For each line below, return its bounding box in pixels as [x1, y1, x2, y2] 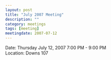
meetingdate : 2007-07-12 [5, 31, 57, 36]
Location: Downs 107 [5, 50, 49, 56]
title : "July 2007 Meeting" [5, 12, 64, 17]
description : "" [5, 17, 39, 22]
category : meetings [5, 21, 46, 27]
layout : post [5, 7, 33, 13]
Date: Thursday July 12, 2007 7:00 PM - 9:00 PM [5, 45, 106, 50]
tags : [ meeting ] [5, 26, 39, 31]
